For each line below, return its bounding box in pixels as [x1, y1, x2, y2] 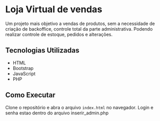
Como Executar [5, 91, 56, 100]
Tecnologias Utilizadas [5, 46, 80, 55]
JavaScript [12, 70, 36, 77]
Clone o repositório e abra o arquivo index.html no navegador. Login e [5, 104, 153, 110]
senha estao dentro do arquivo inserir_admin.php [5, 110, 109, 116]
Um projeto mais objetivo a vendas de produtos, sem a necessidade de [5, 20, 155, 27]
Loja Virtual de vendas [5, 4, 103, 15]
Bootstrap [12, 65, 34, 71]
